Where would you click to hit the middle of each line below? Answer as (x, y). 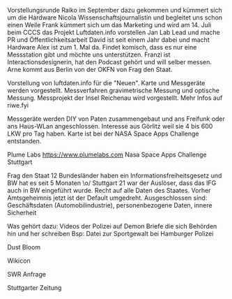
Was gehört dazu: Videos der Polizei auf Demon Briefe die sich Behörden (112, 226)
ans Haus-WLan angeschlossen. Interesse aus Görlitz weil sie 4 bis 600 (110, 126)
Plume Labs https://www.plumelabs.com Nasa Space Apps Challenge (107, 154)
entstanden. (24, 141)
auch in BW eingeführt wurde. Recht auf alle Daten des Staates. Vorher (109, 190)
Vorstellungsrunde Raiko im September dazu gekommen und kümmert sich (115, 10)
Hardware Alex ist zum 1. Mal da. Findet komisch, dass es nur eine (102, 47)
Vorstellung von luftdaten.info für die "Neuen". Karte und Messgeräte (106, 83)
